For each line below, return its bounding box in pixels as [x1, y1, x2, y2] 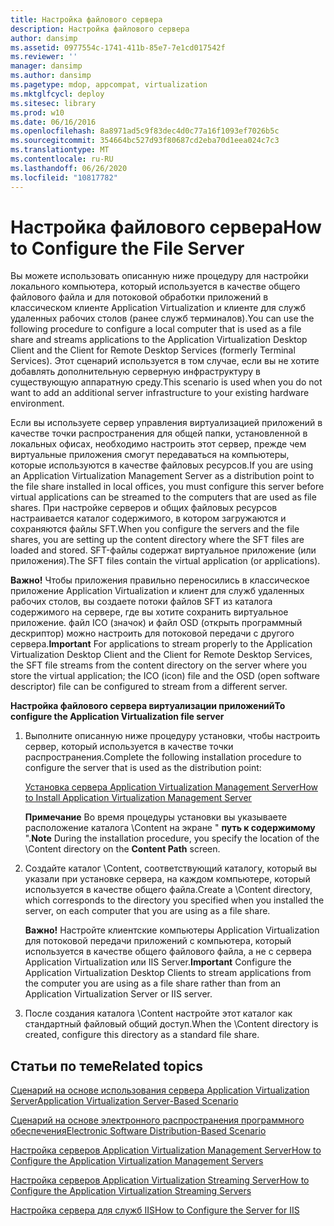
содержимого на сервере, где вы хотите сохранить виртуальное [10, 606, 289, 618]
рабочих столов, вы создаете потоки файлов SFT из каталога [10, 596, 273, 608]
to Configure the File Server [10, 237, 245, 260]
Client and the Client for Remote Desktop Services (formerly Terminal [10, 344, 296, 356]
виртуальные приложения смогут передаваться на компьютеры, [10, 449, 290, 461]
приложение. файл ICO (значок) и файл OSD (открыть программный [10, 617, 303, 629]
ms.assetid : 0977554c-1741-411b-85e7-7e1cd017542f [10, 42, 226, 53]
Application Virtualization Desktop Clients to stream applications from [24, 967, 312, 979]
